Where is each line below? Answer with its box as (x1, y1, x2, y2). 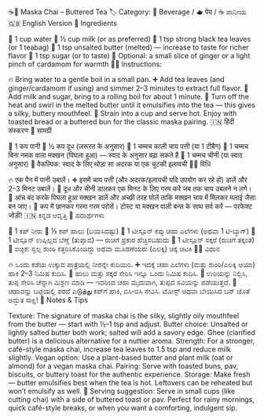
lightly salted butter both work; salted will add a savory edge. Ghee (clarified (8, 328, 255, 337)
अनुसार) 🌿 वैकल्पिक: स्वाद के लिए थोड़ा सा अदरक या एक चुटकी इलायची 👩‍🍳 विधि (8, 159, 211, 169)
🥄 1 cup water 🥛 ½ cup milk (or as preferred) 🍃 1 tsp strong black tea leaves (8, 35, 251, 43)
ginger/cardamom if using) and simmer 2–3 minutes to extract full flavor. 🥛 (8, 84, 249, 93)
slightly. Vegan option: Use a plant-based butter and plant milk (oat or (8, 353, 233, 362)
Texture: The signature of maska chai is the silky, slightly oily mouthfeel (8, 311, 240, 320)
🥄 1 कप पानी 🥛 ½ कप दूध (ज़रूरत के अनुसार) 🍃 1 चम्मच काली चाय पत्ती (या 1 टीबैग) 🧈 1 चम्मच (8, 142, 249, 151)
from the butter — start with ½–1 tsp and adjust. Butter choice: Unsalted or (8, 319, 249, 329)
